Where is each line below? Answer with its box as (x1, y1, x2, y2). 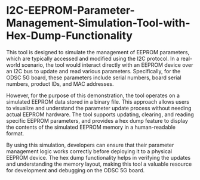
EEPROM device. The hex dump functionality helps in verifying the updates (6, 154, 191, 161)
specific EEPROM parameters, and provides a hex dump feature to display (6, 117, 188, 124)
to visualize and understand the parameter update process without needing (6, 104, 192, 111)
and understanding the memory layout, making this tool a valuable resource (6, 160, 192, 167)
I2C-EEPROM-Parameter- (6, 4, 136, 17)
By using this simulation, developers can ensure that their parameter (6, 141, 174, 148)
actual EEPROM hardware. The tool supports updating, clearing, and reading (6, 111, 194, 118)
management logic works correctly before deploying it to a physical (6, 147, 173, 155)
